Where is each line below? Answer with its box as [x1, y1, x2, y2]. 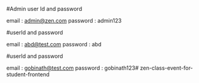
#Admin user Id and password [6, 5, 83, 12]
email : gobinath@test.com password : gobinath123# [6, 64, 139, 71]
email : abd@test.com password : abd [6, 41, 102, 48]
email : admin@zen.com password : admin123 [6, 17, 122, 24]
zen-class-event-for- [140, 64, 193, 71]
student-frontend [6, 71, 50, 78]
